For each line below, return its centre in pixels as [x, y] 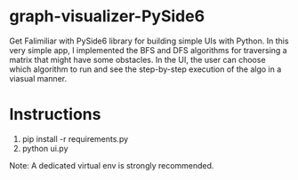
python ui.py [45, 148]
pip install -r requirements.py [75, 138]
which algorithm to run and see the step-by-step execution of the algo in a [145, 69]
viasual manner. [38, 78]
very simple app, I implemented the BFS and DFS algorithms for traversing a [148, 50]
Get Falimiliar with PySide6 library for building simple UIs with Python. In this [149, 41]
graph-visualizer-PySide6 [107, 16]
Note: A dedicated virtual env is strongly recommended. [112, 165]
